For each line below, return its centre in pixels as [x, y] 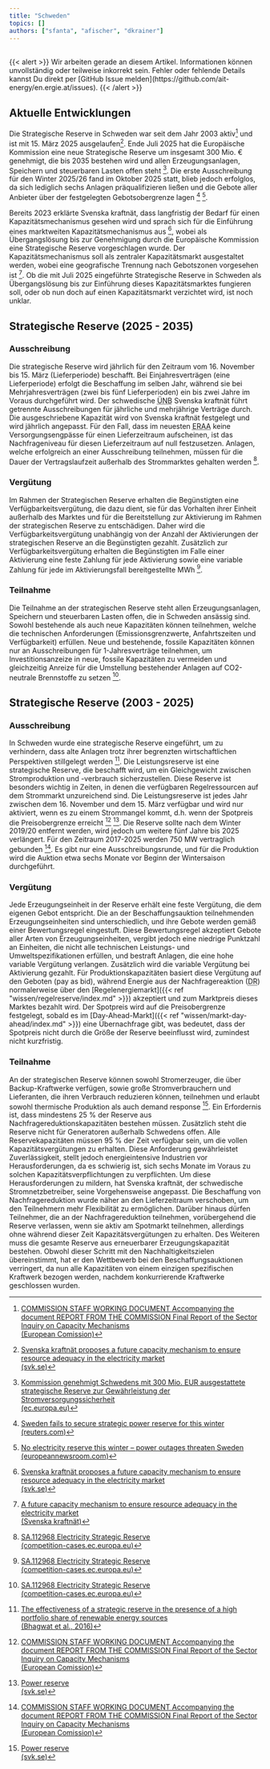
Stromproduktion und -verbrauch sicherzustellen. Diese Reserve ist [120, 778]
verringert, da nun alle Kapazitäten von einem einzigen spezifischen [121, 1269]
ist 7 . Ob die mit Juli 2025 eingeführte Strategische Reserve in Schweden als [135, 275]
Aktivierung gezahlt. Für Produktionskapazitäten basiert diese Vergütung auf [135, 973]
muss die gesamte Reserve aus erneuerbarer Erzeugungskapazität [119, 1243]
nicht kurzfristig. [36, 1041]
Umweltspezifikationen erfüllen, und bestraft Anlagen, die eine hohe [121, 956]
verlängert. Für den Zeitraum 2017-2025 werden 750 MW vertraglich [122, 839]
